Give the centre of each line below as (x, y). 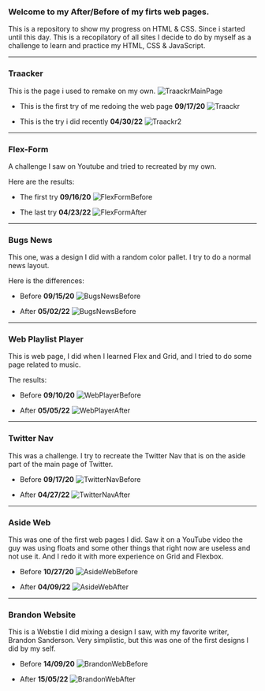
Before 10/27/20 (47, 572)
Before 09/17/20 (47, 479)
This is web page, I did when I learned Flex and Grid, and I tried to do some (130, 357)
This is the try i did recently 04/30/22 (81, 121)
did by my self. (32, 648)
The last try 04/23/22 (55, 212)
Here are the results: (41, 181)
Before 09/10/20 (47, 395)
